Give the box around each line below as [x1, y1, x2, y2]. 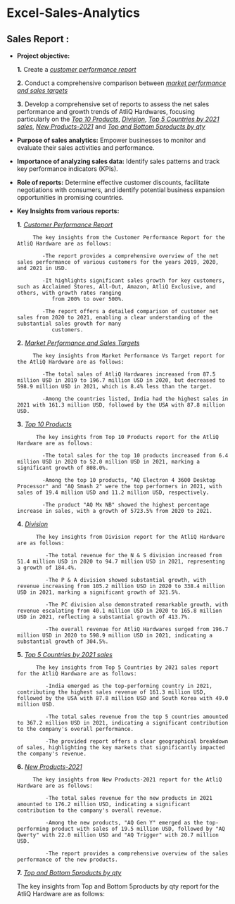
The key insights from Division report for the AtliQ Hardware [35, 533, 226, 540]
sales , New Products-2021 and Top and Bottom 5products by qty [16, 122, 205, 131]
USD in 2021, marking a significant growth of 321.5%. [16, 589, 182, 596]
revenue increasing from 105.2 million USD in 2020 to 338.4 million [16, 582, 226, 590]
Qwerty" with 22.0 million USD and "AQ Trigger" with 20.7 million [16, 832, 219, 839]
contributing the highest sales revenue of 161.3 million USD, [16, 689, 207, 696]
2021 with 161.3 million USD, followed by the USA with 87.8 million [16, 402, 226, 409]
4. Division [16, 520, 49, 528]
